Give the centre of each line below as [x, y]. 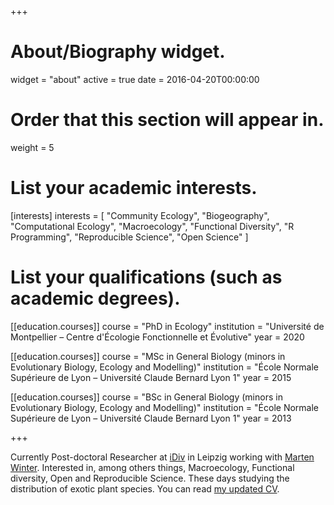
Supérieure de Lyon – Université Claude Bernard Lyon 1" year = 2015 [151, 377]
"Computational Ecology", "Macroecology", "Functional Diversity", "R [152, 226]
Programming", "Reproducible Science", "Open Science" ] [129, 237]
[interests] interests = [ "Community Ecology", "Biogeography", [140, 215]
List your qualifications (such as [146, 277]
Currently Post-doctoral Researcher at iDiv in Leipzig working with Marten [162, 457]
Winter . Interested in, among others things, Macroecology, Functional [152, 467]
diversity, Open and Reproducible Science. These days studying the [150, 478]
